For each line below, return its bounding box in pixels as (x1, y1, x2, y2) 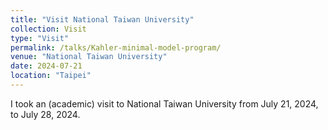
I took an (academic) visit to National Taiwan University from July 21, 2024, (10, 97, 319, 110)
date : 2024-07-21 (10, 61, 83, 71)
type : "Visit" (10, 33, 70, 43)
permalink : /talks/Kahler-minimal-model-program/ (10, 42, 222, 53)
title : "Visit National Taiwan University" (10, 14, 195, 25)
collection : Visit (10, 24, 87, 34)
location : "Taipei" (10, 71, 92, 81)
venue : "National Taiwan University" (10, 52, 168, 62)
